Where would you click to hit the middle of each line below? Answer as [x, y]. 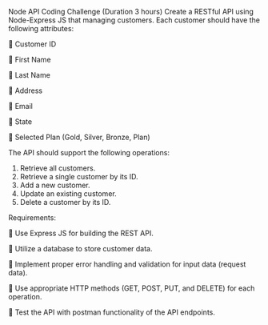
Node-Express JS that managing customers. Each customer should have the [134, 20]
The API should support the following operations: [89, 152]
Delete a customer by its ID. [65, 202]
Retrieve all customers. [58, 168]
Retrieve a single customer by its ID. [79, 177]
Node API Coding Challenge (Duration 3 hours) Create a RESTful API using [131, 12]
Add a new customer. [55, 185]
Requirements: [32, 218]
